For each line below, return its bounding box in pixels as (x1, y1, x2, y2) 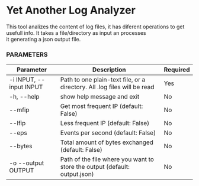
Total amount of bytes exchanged (60, 138, 154, 146)
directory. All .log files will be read (60, 83, 155, 92)
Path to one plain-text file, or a (60, 76, 146, 84)
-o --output (9, 159, 44, 167)
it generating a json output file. (6, 35, 81, 43)
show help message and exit (60, 93, 140, 101)
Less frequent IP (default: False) (60, 119, 150, 128)
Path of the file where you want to (60, 155, 154, 164)
